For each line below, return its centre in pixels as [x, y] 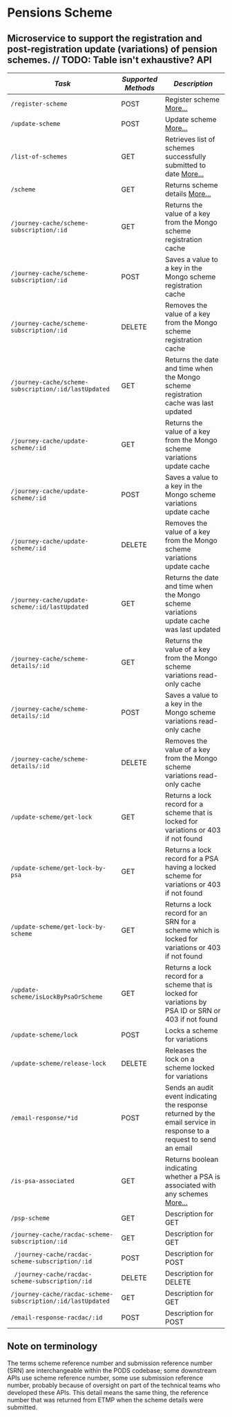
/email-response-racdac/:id [57, 1318]
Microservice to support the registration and [105, 38]
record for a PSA [192, 859]
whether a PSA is [193, 1177]
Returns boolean [192, 1159]
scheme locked [190, 1068]
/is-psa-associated [42, 1181]
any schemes [186, 1194]
